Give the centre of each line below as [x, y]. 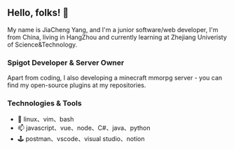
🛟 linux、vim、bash [46, 119]
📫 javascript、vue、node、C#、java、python [84, 128]
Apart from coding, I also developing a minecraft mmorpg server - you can [115, 78]
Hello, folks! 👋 [38, 13]
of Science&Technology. [42, 44]
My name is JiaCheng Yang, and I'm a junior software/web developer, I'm [113, 29]
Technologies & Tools [44, 103]
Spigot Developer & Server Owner [66, 62]
